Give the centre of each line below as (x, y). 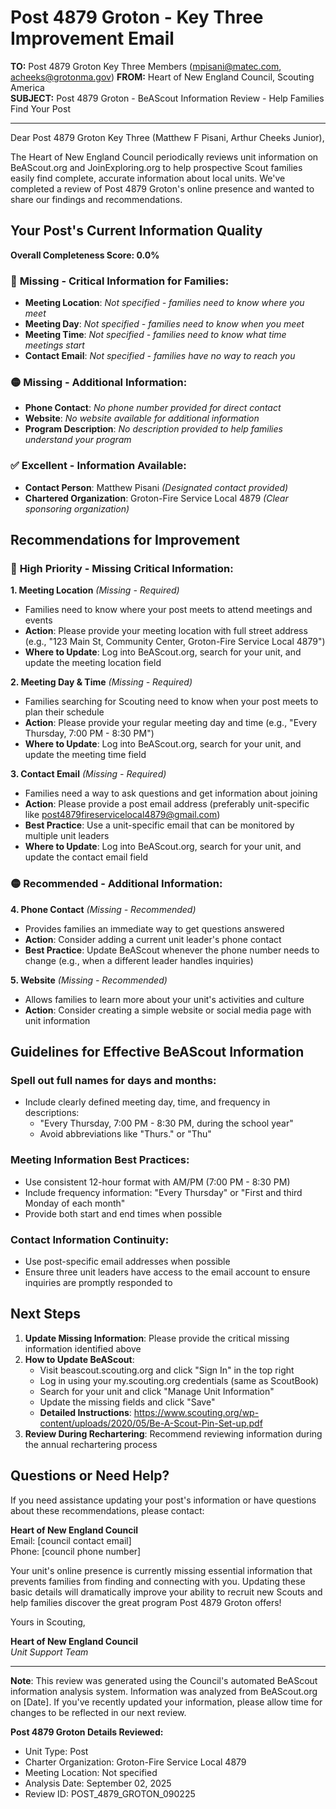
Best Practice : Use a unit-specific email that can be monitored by (159, 825)
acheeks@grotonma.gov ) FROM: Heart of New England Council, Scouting (162, 77)
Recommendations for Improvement (125, 540)
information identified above (83, 1348)
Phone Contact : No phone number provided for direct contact (153, 408)
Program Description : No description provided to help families (153, 429)
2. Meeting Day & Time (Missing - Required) (101, 682)
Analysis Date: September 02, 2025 (98, 1783)
